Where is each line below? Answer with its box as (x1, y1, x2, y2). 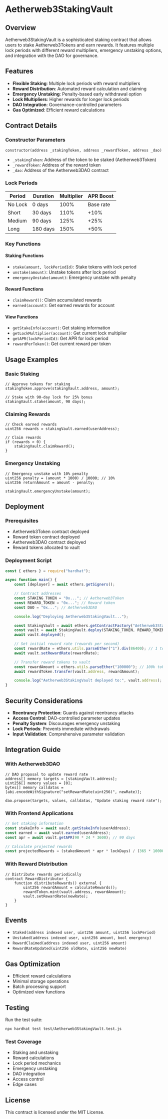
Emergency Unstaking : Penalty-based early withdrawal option (12, 91, 142, 97)
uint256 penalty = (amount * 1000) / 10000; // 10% (5, 475, 115, 480)
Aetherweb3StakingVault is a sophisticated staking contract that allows (5, 36, 151, 42)
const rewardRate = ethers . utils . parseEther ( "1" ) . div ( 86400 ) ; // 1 (14, 646, 157, 651)
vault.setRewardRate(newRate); (23, 893, 88, 898)
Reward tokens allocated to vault (12, 544, 80, 550)
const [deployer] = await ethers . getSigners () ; (14, 582, 115, 587)
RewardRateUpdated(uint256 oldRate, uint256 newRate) (12, 946, 127, 951)
